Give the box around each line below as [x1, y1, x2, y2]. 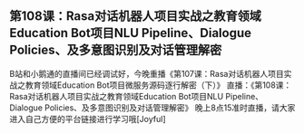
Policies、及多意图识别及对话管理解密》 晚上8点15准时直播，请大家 [44, 102, 296, 113]
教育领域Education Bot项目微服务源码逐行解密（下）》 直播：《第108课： [25, 80, 292, 90]
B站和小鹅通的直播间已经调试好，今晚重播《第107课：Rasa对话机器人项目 [9, 68, 284, 79]
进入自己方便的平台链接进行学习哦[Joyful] [9, 113, 166, 124]
